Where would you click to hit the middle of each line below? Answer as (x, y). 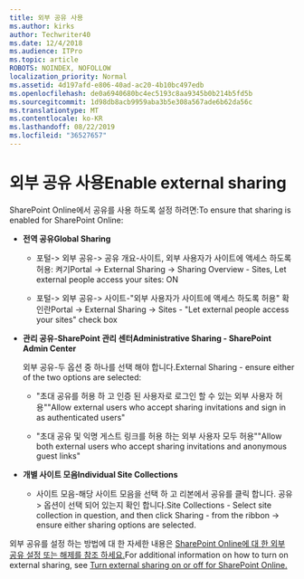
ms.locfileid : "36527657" (58, 136)
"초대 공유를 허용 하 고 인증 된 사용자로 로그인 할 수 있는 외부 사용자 (154, 395)
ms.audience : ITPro (46, 52)
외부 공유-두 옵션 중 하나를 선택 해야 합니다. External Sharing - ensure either (158, 366)
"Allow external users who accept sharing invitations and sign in (167, 407)
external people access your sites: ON (107, 279)
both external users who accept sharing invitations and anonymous (161, 446)
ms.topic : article (44, 60)
